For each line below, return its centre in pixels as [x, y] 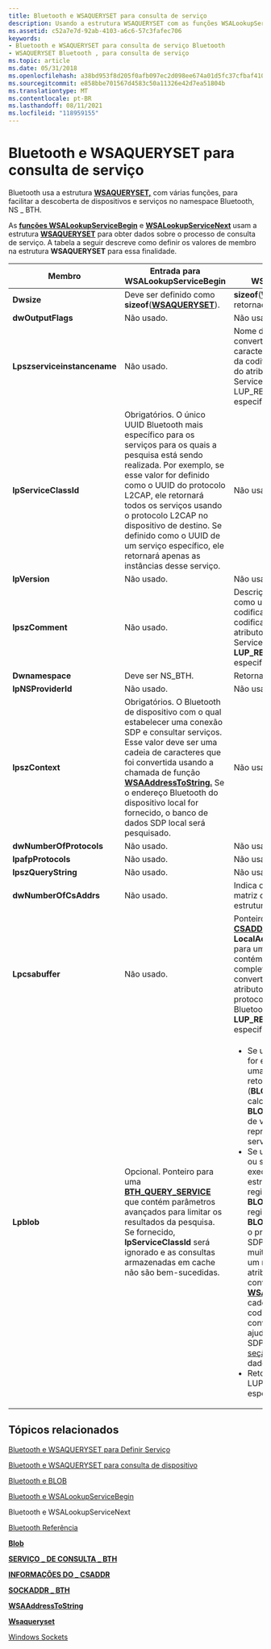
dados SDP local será [165, 822]
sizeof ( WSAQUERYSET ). [172, 305]
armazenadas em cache [170, 1262]
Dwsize [27, 299]
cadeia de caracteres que [173, 752]
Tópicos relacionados [64, 1430]
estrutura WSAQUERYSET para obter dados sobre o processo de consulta [132, 234]
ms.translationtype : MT [48, 91]
